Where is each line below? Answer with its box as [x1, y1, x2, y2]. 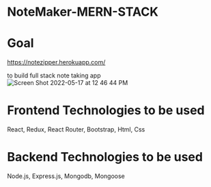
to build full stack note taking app [7, 71, 101, 79]
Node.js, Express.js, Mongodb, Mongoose [7, 172, 125, 180]
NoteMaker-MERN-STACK [7, 4, 159, 20]
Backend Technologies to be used [7, 149, 203, 165]
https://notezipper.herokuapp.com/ [7, 58, 106, 66]
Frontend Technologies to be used [7, 103, 205, 119]
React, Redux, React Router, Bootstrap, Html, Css [7, 125, 145, 134]
